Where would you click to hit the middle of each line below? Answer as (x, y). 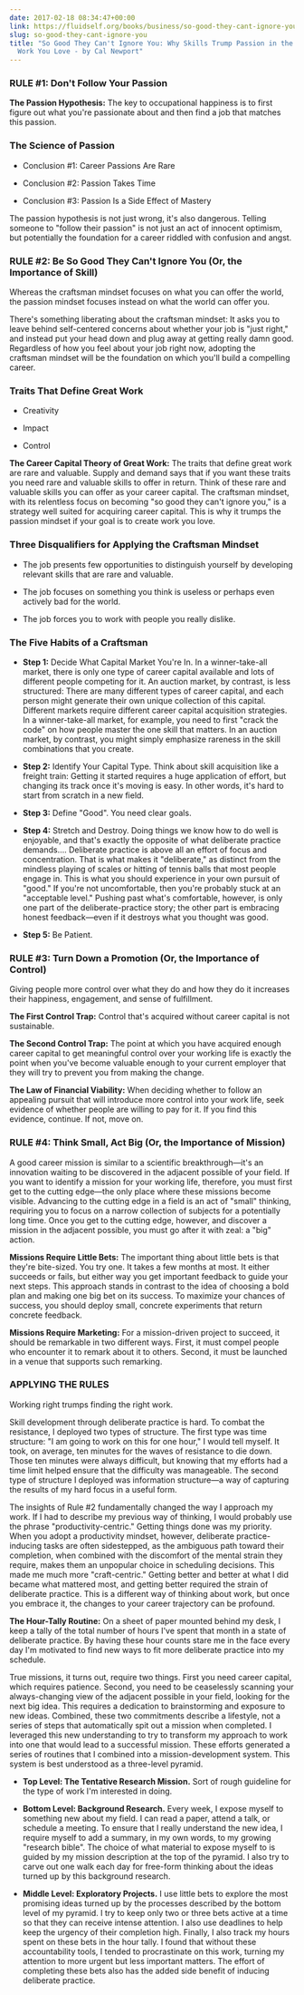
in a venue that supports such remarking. (86, 1361)
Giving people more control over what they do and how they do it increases (150, 989)
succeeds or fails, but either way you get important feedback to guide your (149, 1276)
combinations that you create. (78, 748)
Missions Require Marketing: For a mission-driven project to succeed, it (145, 1332)
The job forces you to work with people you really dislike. (129, 618)
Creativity (41, 411)
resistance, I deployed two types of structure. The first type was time (138, 1431)
